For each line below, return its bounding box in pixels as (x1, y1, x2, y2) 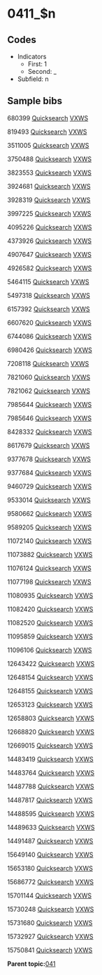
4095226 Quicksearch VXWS (7, 222, 92, 231)
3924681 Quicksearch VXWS (7, 182, 91, 190)
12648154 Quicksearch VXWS (7, 673, 94, 681)
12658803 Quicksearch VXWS (7, 714, 94, 722)
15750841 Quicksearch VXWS (7, 945, 93, 954)
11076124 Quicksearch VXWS (7, 564, 92, 572)
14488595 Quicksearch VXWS (7, 809, 95, 818)
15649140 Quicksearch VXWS (7, 850, 94, 859)
